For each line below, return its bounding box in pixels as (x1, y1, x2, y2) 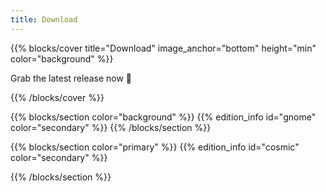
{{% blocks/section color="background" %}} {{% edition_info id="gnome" (10, 111, 317, 123)
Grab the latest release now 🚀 (10, 72, 133, 84)
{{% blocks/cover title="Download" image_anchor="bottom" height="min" (10, 42, 317, 54)
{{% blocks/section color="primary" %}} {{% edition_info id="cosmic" (10, 141, 300, 153)
